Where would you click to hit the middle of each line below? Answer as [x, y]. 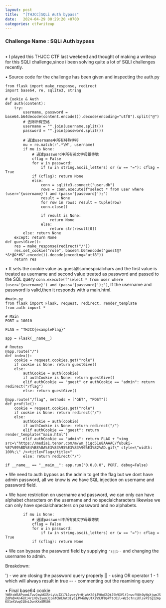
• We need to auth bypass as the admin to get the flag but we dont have [79, 474]
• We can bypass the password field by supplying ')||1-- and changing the [82, 551]
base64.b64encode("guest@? [93, 250]
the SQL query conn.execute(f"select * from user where [64, 279]
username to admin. [26, 556]
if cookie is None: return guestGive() [56, 364]
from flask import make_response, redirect [51, 86]
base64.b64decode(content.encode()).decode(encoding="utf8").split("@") [82, 116]
